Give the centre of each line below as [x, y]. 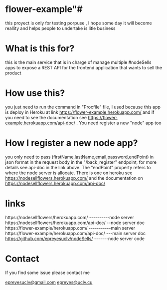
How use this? [35, 93]
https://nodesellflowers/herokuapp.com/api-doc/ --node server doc [75, 223]
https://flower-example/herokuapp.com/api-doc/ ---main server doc [76, 233]
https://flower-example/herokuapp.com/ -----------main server [70, 228]
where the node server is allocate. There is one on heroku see [69, 173]
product [13, 73]
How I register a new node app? [72, 143]
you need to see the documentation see [46, 117]
